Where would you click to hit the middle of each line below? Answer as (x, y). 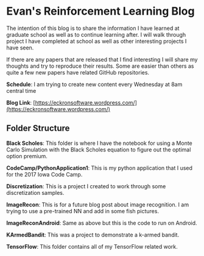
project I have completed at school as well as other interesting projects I (97, 41)
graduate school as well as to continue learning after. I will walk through (96, 34)
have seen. (20, 48)
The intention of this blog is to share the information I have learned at (93, 28)
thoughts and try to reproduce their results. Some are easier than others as (100, 66)
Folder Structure (38, 129)
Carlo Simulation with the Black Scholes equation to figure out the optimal (99, 149)
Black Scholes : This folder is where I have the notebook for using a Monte (100, 143)
